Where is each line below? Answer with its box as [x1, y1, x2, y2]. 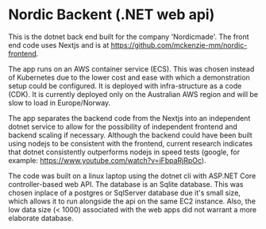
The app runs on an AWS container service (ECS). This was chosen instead [8, 64, 255, 73]
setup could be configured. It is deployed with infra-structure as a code [8, 81, 242, 91]
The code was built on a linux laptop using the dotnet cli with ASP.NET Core [8, 171, 256, 180]
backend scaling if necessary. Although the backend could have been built [8, 130, 253, 140]
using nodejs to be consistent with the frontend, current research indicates [8, 138, 253, 148]
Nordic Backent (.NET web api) [8, 6, 215, 24]
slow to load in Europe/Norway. [8, 98, 111, 107]
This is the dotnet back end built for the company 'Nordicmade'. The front [8, 32, 249, 41]
